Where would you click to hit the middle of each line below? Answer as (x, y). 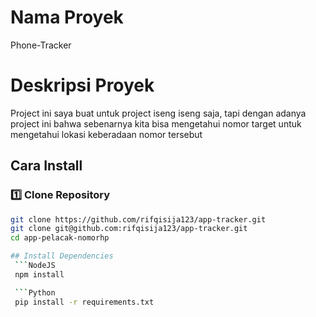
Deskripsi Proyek (82, 85)
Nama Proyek (67, 17)
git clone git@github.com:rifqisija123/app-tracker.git (129, 229)
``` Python (35, 292)
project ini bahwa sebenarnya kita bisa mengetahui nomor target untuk (156, 123)
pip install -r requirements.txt (84, 302)
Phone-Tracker (41, 45)
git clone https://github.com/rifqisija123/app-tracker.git (138, 219)
